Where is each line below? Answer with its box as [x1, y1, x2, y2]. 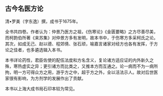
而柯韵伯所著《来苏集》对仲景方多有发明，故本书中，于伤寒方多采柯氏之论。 [5, 34, 158, 40]
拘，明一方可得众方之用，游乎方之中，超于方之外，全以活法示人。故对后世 [5, 69, 154, 75]
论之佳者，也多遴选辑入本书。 [5, 47, 65, 52]
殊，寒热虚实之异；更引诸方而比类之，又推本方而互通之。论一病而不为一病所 [5, 63, 158, 69]
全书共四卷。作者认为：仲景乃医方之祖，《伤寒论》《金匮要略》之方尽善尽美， [5, 29, 158, 34]
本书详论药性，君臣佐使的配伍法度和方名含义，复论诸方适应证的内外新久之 [5, 57, 154, 63]
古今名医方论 [5, 4, 44, 13]
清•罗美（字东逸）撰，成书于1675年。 [5, 18, 81, 24]
